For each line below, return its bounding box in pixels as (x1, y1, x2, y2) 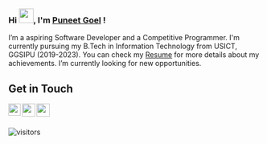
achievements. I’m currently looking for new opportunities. (8, 59, 202, 68)
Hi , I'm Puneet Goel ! (8, 14, 106, 26)
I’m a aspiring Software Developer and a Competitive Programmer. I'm (8, 33, 240, 43)
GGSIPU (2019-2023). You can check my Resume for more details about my (8, 50, 260, 60)
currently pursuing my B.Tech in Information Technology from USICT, (8, 41, 237, 51)
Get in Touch (8, 81, 74, 96)
